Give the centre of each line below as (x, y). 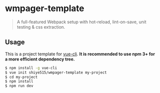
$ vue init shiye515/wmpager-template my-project (56, 72)
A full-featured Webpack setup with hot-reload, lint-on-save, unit (81, 22)
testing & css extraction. (41, 27)
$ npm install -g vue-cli (31, 68)
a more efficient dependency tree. (40, 59)
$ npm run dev (19, 86)
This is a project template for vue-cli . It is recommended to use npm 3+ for (80, 54)
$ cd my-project (21, 77)
